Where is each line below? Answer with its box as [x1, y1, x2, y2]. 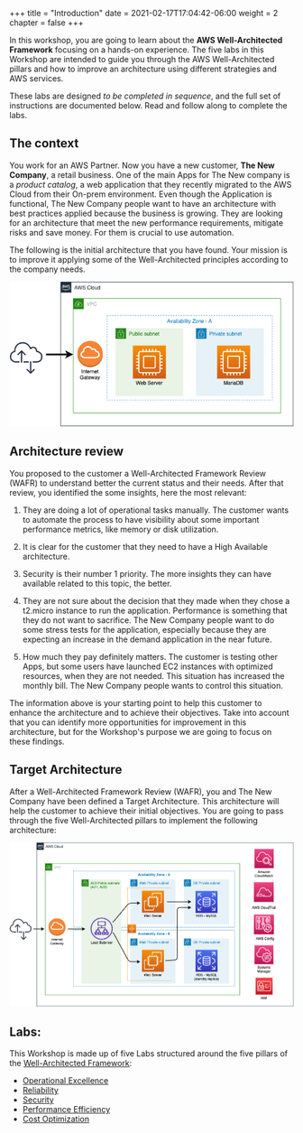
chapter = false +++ [9, 17, 84, 28]
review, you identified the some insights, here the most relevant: [9, 487, 247, 497]
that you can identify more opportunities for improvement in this [9, 717, 247, 728]
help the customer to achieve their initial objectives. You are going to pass [9, 805, 284, 816]
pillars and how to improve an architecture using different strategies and [9, 63, 278, 74]
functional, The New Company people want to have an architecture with [9, 198, 277, 209]
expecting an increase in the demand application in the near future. [22, 634, 272, 645]
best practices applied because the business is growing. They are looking [9, 208, 283, 218]
